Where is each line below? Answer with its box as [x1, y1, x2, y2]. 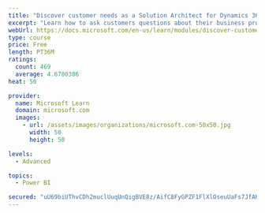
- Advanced [15, 157, 51, 166]
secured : [8, 193, 37, 201]
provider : [8, 92, 41, 99]
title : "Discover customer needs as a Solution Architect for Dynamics [8, 11, 248, 20]
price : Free [8, 41, 47, 49]
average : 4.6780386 [15, 70, 80, 78]
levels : [8, 150, 34, 158]
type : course [8, 33, 51, 42]
